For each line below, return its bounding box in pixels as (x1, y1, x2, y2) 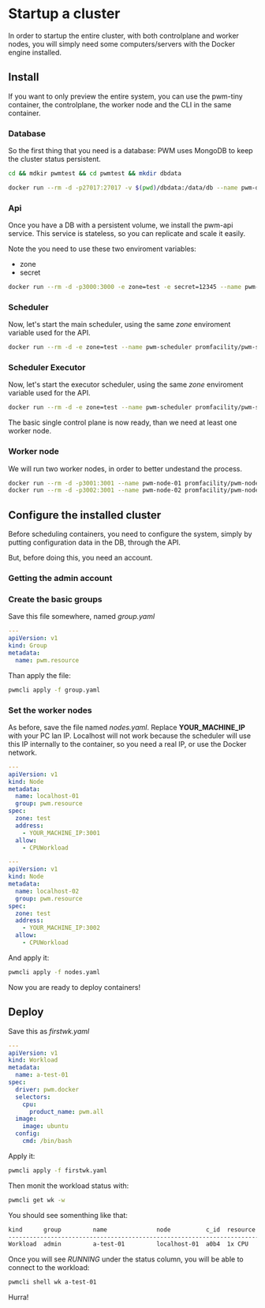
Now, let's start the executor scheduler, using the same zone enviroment (8, 380, 244, 389)
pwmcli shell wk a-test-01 (8, 1278, 97, 1287)
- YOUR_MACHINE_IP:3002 (22, 924, 101, 932)
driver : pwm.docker (15, 1085, 80, 1093)
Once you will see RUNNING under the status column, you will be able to (8, 1254, 244, 1264)
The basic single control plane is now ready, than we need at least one (8, 418, 237, 427)
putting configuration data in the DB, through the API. (8, 538, 181, 547)
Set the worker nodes (8, 704, 92, 715)
